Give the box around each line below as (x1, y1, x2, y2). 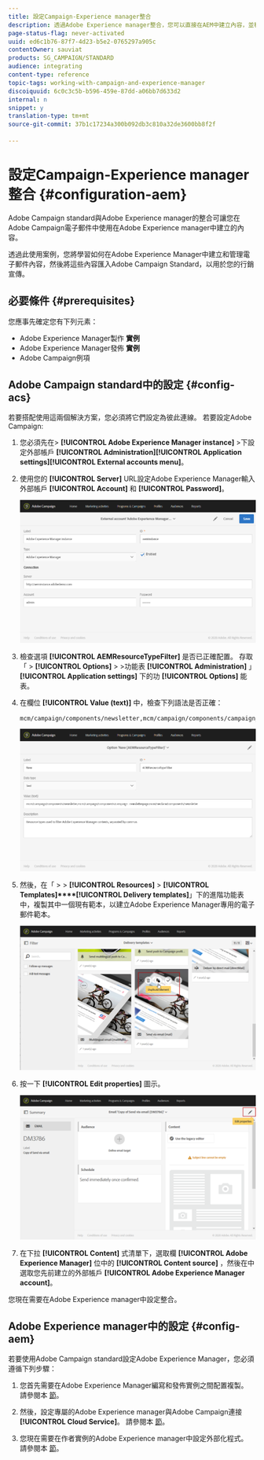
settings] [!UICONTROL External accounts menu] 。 (19, 457, 189, 467)
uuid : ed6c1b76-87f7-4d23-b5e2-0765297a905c (8, 38, 156, 46)
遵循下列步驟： (8, 1364, 57, 1374)
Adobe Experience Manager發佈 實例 (19, 343, 140, 353)
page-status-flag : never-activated (8, 29, 125, 37)
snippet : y (8, 104, 44, 112)
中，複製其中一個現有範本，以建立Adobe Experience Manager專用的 (19, 900, 241, 909)
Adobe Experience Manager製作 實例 (19, 333, 140, 343)
